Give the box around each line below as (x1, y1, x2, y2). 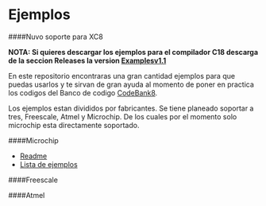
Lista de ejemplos (19, 159, 78, 169)
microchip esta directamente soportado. (8, 120, 140, 130)
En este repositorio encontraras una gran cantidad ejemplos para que (8, 71, 236, 80)
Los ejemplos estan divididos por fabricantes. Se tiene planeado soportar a (8, 103, 254, 113)
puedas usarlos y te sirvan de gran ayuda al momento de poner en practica (8, 80, 254, 89)
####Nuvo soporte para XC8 (8, 32, 103, 41)
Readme (19, 151, 48, 161)
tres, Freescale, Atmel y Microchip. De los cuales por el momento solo (8, 111, 237, 121)
